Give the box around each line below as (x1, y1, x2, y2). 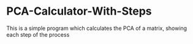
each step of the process (6, 31, 70, 38)
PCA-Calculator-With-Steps (6, 4, 152, 18)
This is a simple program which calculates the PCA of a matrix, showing (6, 24, 187, 32)
